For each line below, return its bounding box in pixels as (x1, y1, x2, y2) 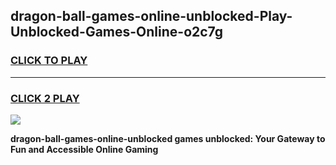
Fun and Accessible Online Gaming (10, 143, 159, 155)
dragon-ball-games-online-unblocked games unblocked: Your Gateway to (10, 132, 326, 144)
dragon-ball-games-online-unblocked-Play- (10, 8, 293, 25)
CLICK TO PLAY (10, 54, 88, 68)
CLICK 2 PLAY (10, 91, 80, 105)
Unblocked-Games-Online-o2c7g (10, 24, 224, 41)
